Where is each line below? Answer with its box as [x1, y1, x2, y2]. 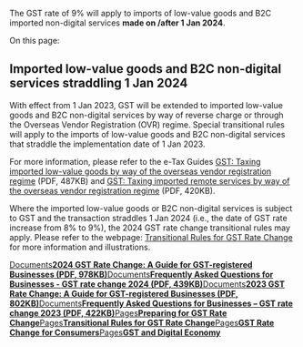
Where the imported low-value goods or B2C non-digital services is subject [9, 202, 293, 213]
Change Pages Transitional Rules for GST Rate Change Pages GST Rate [9, 317, 275, 328]
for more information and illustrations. [9, 241, 151, 252]
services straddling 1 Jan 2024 [9, 76, 188, 91]
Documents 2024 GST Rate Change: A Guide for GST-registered [9, 259, 253, 270]
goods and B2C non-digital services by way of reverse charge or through [9, 109, 284, 120]
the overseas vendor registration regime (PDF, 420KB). [9, 185, 216, 196]
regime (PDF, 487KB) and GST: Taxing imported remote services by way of [9, 175, 290, 186]
